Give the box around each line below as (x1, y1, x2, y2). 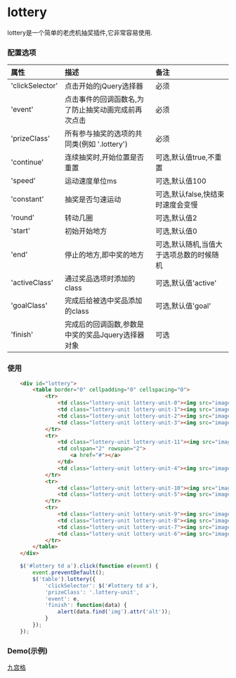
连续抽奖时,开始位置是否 (64, 153, 145, 162)
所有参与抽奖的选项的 (64, 129, 136, 139)
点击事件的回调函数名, (64, 94, 138, 104)
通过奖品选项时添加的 (64, 274, 136, 283)
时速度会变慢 (155, 200, 198, 210)
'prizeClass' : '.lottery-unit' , (44, 589, 140, 596)
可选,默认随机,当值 (155, 240, 216, 250)
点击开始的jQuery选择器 (64, 82, 143, 91)
